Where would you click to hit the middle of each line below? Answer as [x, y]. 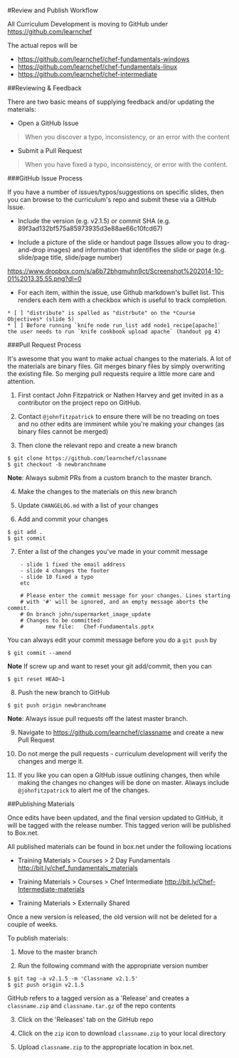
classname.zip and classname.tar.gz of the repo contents [92, 1006]
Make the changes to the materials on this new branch [97, 491]
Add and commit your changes [63, 519]
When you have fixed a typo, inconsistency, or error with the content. [126, 164]
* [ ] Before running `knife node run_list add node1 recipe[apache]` [114, 326]
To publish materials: [38, 938]
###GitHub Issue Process [45, 178]
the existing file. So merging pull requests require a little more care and [111, 374]
